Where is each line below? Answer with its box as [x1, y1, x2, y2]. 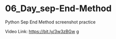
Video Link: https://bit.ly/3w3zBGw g [5, 28, 79, 34]
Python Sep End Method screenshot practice [5, 19, 96, 25]
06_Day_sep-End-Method [5, 3, 112, 14]
